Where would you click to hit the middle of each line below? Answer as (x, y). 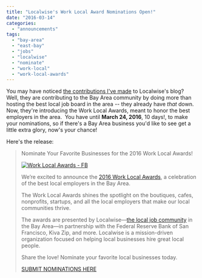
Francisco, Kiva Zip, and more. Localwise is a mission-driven (97, 233)
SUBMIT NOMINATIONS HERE (59, 269)
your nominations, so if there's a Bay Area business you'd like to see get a (99, 124)
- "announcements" (35, 29)
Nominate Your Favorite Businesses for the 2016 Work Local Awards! (107, 154)
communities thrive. (46, 208)
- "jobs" (23, 52)
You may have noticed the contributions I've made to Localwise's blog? (95, 91)
